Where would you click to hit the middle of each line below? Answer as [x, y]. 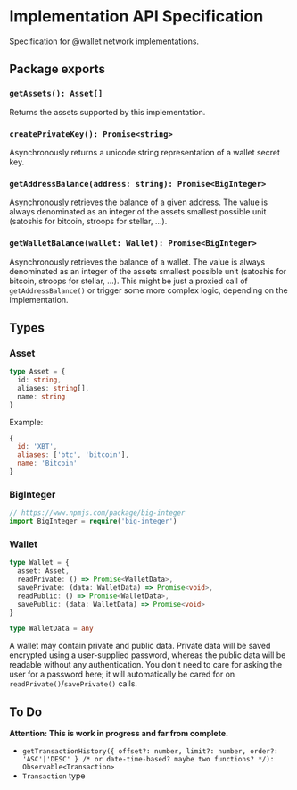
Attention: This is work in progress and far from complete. [119, 734]
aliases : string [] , [54, 388]
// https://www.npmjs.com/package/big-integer [97, 513]
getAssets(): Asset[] [56, 94]
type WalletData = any [51, 629]
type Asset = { [37, 372]
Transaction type [54, 776]
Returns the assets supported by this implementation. [107, 112]
